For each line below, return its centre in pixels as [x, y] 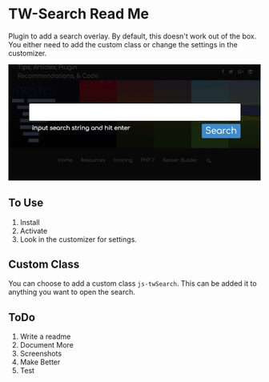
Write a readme [45, 336]
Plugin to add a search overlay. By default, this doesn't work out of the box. [132, 36]
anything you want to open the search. [72, 292]
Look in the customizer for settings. [78, 239]
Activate [34, 231]
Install [30, 222]
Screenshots [41, 354]
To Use [26, 203]
